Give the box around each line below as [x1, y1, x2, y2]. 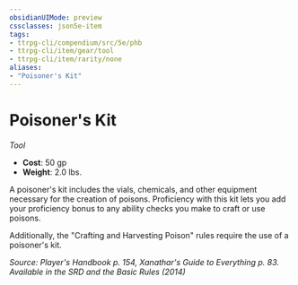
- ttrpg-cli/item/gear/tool [9, 47, 115, 56]
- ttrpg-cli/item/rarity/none [9, 55, 123, 64]
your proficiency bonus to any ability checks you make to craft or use [9, 203, 266, 213]
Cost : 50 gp [22, 157, 67, 168]
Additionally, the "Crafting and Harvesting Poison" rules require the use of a [9, 229, 289, 240]
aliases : [9, 64, 42, 73]
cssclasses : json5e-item [9, 22, 102, 30]
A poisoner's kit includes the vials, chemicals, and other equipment [9, 184, 258, 194]
